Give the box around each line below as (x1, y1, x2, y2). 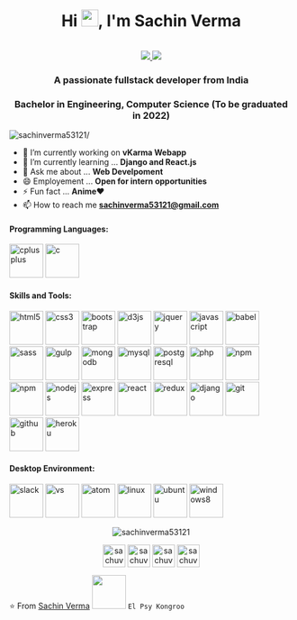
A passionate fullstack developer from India (53, 73, 249, 86)
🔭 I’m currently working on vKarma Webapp (22, 147, 187, 158)
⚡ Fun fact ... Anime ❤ (22, 186, 105, 197)
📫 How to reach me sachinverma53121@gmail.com (22, 199, 220, 211)
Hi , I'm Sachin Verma (61, 11, 241, 32)
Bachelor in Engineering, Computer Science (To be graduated (14, 97, 288, 110)
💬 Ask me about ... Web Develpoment (22, 167, 164, 178)
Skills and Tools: (9, 289, 72, 301)
